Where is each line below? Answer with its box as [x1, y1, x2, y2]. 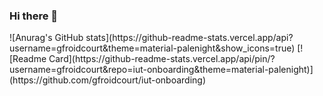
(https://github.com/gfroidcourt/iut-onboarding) [9, 74, 207, 86]
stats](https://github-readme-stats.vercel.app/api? [85, 32, 294, 44]
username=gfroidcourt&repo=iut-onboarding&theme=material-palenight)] [9, 64, 314, 76]
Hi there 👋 [9, 9, 59, 23]
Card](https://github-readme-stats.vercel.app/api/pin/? [48, 53, 276, 65]
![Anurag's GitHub [9, 32, 84, 44]
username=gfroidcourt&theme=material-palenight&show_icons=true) [9, 42, 296, 54]
